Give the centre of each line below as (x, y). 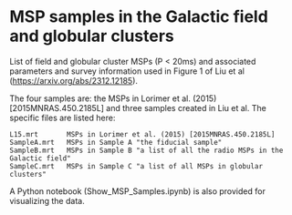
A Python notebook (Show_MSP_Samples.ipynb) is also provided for (138, 191)
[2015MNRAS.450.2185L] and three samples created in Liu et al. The (138, 107)
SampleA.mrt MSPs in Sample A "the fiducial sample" (116, 142)
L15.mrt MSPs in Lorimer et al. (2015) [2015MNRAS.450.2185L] (142, 134)
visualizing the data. (47, 200)
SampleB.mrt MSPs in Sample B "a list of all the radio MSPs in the (146, 150)
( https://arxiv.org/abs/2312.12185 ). (74, 80)
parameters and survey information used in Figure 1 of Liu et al (127, 71)
